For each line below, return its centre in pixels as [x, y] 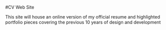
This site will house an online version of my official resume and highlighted [83, 17]
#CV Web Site [20, 7]
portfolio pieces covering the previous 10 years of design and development [83, 22]
